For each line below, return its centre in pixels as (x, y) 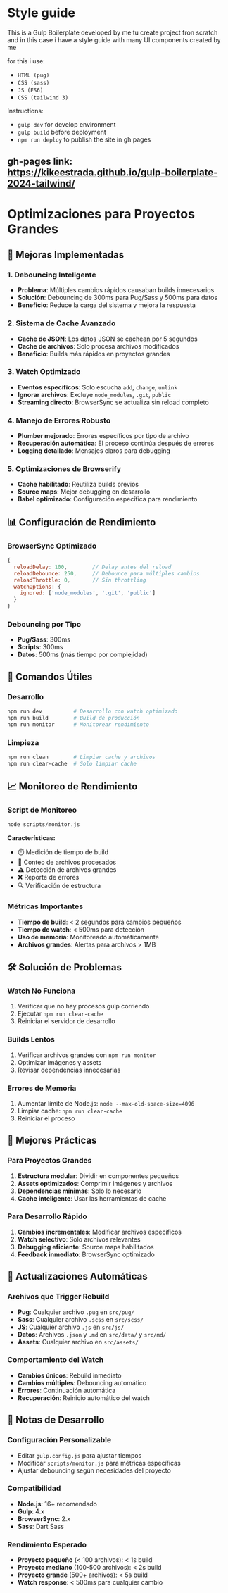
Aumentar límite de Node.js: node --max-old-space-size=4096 (106, 1103)
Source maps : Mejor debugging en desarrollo (84, 492)
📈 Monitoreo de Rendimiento (72, 787)
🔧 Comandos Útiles (50, 676)
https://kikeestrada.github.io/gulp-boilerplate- (113, 173)
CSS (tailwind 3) (43, 98)
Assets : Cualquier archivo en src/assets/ (78, 1342)
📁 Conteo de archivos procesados (67, 862)
